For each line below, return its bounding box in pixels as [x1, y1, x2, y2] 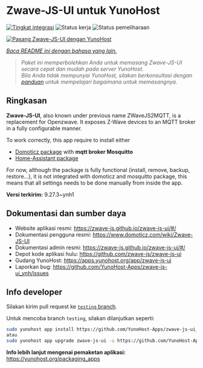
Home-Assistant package [14, 154, 79, 162]
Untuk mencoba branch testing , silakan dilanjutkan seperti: [6, 315, 155, 322]
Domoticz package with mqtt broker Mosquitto [14, 148, 134, 155]
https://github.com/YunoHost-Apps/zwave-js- [53, 263, 168, 270]
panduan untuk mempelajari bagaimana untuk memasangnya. [21, 78, 178, 85]
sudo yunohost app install [6, 326, 74, 333]
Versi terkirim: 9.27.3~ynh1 [6, 191, 74, 198]
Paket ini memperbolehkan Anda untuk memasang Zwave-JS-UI [21, 59, 182, 66]
